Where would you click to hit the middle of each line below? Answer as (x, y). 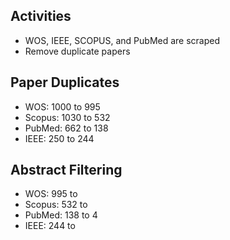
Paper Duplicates (65, 82)
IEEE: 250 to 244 (59, 138)
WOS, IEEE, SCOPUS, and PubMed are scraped (122, 40)
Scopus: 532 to (56, 205)
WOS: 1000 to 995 (62, 106)
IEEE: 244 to (50, 226)
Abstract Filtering (66, 170)
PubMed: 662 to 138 (66, 128)
